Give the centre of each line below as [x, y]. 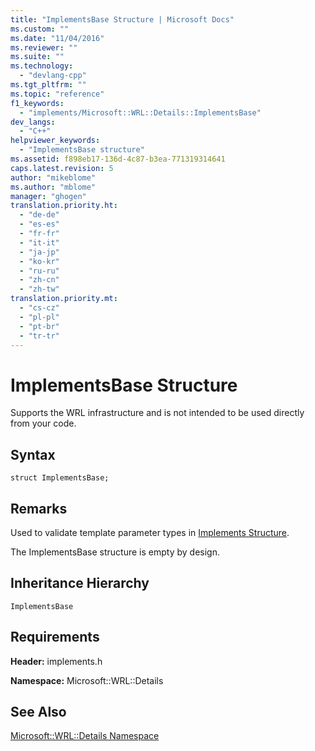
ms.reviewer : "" [44, 47]
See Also [38, 711]
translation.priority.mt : [64, 299]
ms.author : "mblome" [53, 187]
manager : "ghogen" [48, 196]
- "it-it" [39, 242]
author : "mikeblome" [53, 177]
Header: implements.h [56, 661]
